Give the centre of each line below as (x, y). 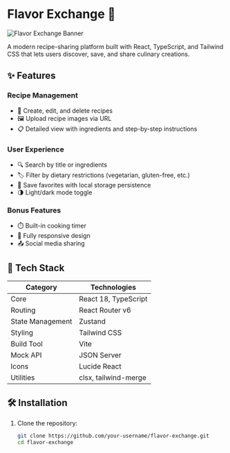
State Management (41, 322)
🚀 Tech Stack (36, 268)
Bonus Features (34, 210)
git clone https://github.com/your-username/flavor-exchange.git (113, 436)
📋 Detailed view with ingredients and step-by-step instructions (107, 129)
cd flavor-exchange (45, 442)
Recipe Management (42, 95)
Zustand (92, 322)
